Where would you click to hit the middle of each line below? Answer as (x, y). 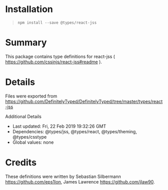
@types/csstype (29, 137)
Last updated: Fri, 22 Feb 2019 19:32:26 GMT (59, 126)
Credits (21, 162)
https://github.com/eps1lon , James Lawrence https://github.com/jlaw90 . (80, 181)
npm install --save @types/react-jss (57, 23)
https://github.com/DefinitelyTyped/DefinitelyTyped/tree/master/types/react (84, 101)
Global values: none (33, 142)
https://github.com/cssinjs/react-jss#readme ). (54, 62)
